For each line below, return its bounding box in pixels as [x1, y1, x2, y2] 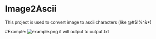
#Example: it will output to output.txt [5, 28, 109, 34]
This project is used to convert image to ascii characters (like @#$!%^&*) [5, 19, 152, 25]
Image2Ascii [5, 3, 57, 14]
